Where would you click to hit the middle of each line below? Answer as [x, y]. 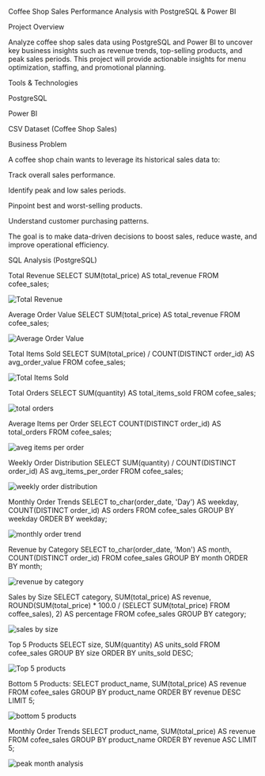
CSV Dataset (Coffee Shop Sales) [62, 129]
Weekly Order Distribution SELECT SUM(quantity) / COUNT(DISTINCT [122, 463]
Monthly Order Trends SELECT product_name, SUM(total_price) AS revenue [132, 731]
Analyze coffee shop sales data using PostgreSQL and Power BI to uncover [131, 42]
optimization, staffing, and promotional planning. [87, 67]
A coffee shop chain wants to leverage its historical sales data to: [114, 159]
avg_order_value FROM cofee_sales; [67, 362]
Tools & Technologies [43, 83]
